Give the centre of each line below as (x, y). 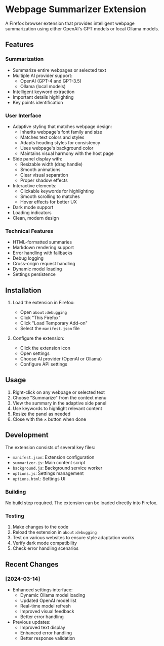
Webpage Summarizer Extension (76, 9)
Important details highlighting (43, 97)
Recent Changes (32, 564)
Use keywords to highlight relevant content (57, 408)
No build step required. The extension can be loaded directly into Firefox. (81, 503)
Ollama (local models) (43, 86)
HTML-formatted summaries (42, 242)
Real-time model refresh (45, 605)
